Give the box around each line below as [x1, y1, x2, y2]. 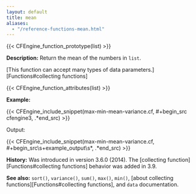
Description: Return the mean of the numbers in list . [6, 54, 141, 61]
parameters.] [121, 66, 155, 74]
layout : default [6, 9, 47, 15]
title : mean [6, 15, 37, 21]
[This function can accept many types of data [6, 66, 121, 74]
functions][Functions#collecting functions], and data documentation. [6, 181, 179, 189]
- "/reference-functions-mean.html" [12, 26, 105, 32]
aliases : [6, 20, 29, 26]
